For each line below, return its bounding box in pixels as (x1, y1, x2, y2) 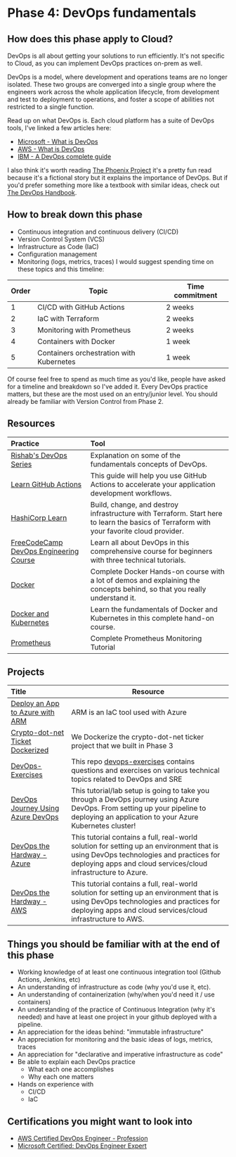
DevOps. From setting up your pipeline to (71, 804, 206, 814)
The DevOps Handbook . (7, 189, 77, 196)
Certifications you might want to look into (7, 1115, 193, 1127)
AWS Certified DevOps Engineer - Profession (17, 1134, 148, 1143)
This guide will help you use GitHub (90, 470, 207, 480)
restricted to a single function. (7, 103, 95, 110)
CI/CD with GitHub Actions (37, 302, 125, 312)
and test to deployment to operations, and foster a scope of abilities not (7, 95, 214, 103)
